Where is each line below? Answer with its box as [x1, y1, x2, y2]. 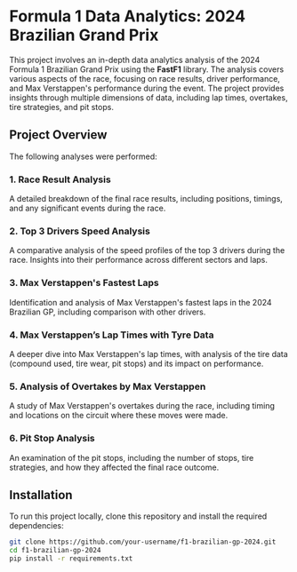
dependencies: [9, 520, 64, 531]
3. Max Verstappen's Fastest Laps [9, 277, 159, 290]
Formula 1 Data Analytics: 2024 [9, 6, 246, 27]
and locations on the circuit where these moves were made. [9, 410, 229, 421]
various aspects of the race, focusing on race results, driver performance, [9, 73, 280, 83]
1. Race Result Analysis [9, 173, 111, 186]
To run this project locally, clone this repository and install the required [9, 511, 268, 521]
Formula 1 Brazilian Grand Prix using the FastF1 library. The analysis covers [9, 64, 285, 75]
